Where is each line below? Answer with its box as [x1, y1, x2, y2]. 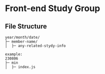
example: [5, 52, 23, 57]
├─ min [5, 60, 18, 65]
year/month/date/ [5, 35, 40, 40]
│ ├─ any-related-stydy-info [5, 44, 66, 48]
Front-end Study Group [5, 3, 100, 14]
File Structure [5, 22, 47, 30]
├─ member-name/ [5, 39, 38, 44]
